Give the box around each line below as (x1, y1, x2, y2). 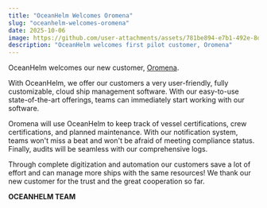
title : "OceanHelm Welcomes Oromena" (8, 11, 133, 20)
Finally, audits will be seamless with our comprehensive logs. (8, 144, 208, 154)
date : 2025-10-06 (8, 26, 66, 34)
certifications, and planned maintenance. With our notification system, (8, 128, 238, 137)
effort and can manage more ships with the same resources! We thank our (8, 168, 252, 178)
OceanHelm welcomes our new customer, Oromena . (8, 63, 180, 72)
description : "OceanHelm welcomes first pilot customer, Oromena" (8, 41, 233, 49)
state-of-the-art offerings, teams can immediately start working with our (8, 95, 245, 105)
